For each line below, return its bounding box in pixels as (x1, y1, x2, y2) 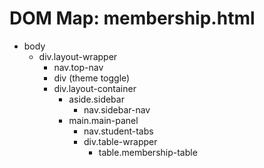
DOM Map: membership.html (9, 7, 256, 30)
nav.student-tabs (83, 125, 154, 137)
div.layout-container (53, 82, 137, 94)
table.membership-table (98, 146, 198, 158)
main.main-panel (68, 114, 139, 126)
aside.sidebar (68, 93, 125, 105)
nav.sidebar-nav (83, 103, 151, 116)
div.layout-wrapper (38, 50, 118, 62)
